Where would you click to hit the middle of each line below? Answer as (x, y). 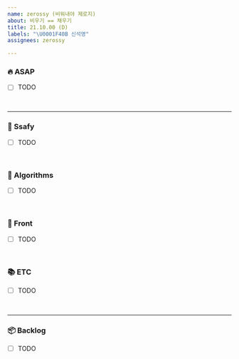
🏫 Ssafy (21, 127)
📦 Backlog (27, 330)
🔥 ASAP (21, 72)
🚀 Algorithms (31, 175)
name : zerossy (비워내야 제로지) (52, 14)
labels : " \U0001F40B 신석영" (48, 34)
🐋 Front (20, 223)
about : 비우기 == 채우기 (40, 21)
